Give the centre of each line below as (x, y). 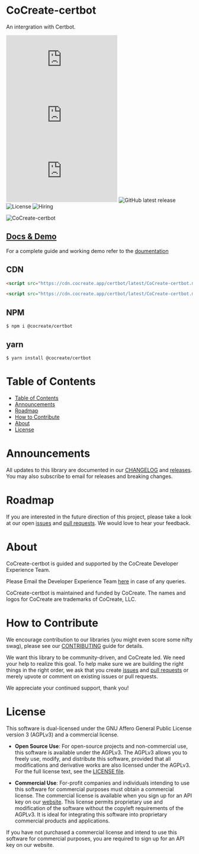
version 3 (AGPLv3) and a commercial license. (62, 735)
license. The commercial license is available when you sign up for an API (103, 795)
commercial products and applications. (62, 821)
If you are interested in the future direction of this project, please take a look (99, 517)
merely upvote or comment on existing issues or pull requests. (82, 676)
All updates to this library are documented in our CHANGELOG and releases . (99, 470)
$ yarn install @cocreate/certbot (49, 358)
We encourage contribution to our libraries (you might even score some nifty (99, 640)
